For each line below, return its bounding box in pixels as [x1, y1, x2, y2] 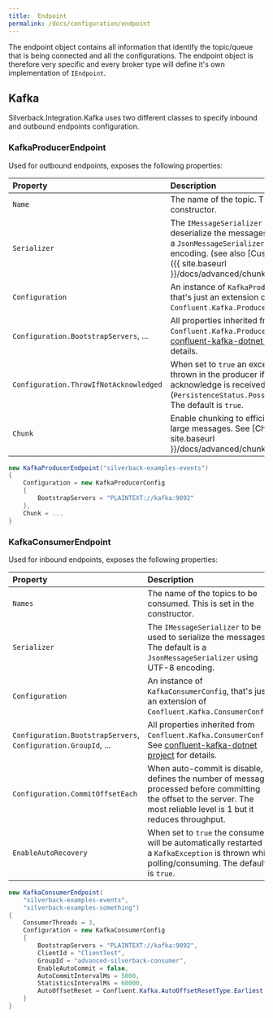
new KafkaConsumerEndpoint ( [8, 889, 104, 897]
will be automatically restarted [147, 836, 262, 848]
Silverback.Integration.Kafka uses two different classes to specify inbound [8, 113, 258, 123]
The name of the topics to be [147, 587, 258, 599]
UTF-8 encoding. [147, 661, 215, 673]
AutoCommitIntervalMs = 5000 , [37, 972, 140, 980]
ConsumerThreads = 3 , [23, 919, 96, 927]
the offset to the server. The [147, 793, 254, 805]
